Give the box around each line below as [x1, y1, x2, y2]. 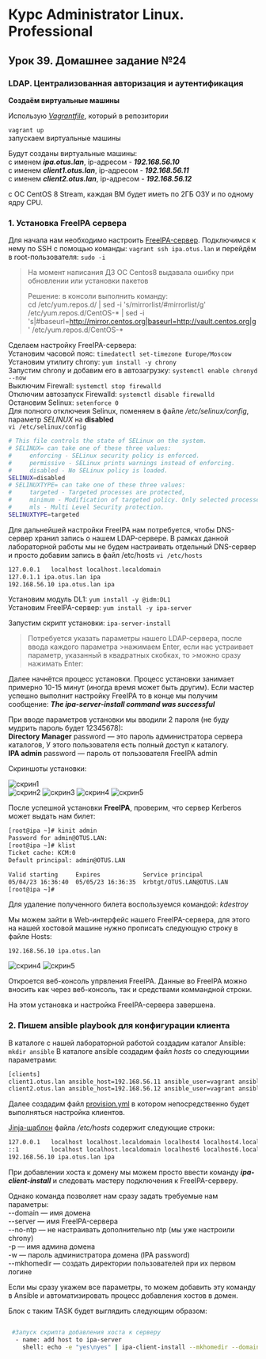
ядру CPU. [8, 197, 44, 207]
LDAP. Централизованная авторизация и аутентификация [8, 78, 244, 89]
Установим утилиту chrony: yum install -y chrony [8, 357, 177, 367]
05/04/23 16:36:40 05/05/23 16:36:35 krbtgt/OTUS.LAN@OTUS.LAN [8, 878, 228, 886]
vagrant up [8, 126, 44, 134]
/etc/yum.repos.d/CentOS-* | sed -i [27, 308, 145, 318]
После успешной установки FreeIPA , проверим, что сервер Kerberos [8, 803, 241, 813]
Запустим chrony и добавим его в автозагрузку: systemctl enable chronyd [8, 366, 258, 376]
